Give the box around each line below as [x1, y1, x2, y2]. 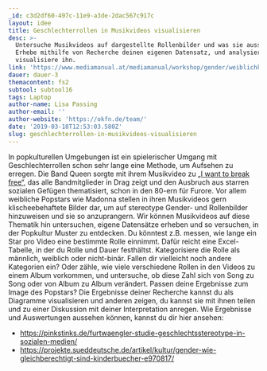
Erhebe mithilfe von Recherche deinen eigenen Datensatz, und [15, 49, 226, 57]
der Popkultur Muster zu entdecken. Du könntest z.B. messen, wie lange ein [8, 228, 257, 237]
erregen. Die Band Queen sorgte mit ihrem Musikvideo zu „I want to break [8, 169, 250, 178]
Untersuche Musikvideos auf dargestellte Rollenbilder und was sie [15, 41, 244, 49]
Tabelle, [8, 244, 34, 255]
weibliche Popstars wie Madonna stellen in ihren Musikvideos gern [8, 194, 227, 204]
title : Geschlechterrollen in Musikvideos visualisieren [8, 26, 201, 34]
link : [8, 64, 26, 72]
